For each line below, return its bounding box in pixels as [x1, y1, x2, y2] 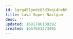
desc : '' [5, 17, 24, 22]
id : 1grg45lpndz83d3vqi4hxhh [5, 7, 68, 13]
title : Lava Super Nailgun [5, 12, 63, 17]
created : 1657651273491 [5, 26, 57, 31]
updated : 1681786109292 [5, 21, 57, 27]
